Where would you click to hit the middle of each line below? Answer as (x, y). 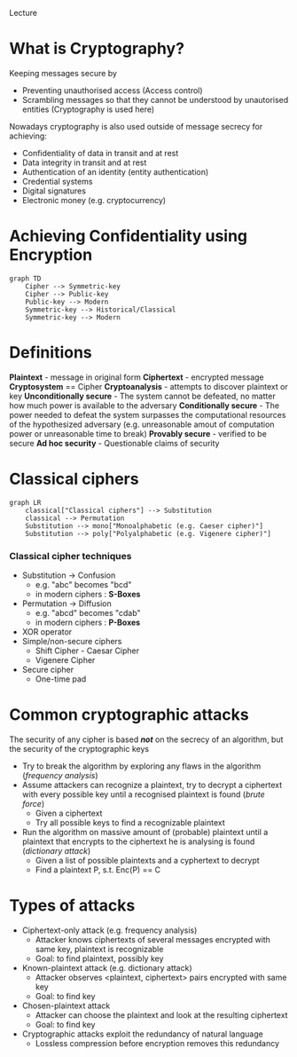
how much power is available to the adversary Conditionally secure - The (145, 405)
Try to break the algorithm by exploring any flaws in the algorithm (141, 766)
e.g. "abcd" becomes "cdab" (88, 613)
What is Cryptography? (97, 49)
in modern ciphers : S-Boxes (88, 595)
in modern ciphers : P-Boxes (88, 623)
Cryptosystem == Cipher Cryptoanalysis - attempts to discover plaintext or (148, 386)
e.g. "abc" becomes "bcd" (83, 585)
